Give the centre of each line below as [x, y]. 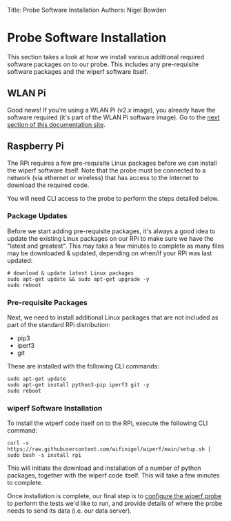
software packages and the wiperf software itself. [78, 71]
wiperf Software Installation [55, 409]
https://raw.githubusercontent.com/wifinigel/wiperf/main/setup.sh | [109, 449]
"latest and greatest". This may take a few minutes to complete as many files [116, 246]
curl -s [18, 443]
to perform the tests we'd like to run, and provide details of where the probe [115, 504]
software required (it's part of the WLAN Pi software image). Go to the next [113, 117]
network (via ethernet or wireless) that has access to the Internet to [103, 177]
